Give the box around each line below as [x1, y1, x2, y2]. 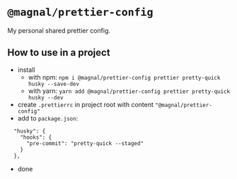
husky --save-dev [28, 80, 80, 87]
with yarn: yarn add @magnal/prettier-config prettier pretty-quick [28, 87, 231, 95]
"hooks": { [20, 133, 52, 141]
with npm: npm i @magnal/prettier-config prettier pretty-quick [28, 73, 221, 81]
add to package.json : [17, 113, 79, 122]
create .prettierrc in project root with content [17, 100, 154, 109]
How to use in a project [7, 47, 111, 58]
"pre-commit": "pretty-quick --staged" [25, 140, 144, 147]
